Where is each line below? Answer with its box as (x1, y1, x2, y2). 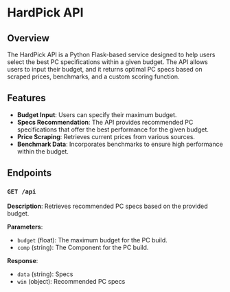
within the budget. (16, 147, 69, 156)
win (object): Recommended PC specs (16, 277, 126, 285)
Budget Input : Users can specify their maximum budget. (16, 110, 177, 118)
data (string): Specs (16, 270, 73, 278)
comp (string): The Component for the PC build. (16, 243, 149, 251)
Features (7, 92, 46, 104)
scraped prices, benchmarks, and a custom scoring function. (7, 72, 180, 81)
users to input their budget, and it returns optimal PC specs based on (7, 65, 203, 73)
